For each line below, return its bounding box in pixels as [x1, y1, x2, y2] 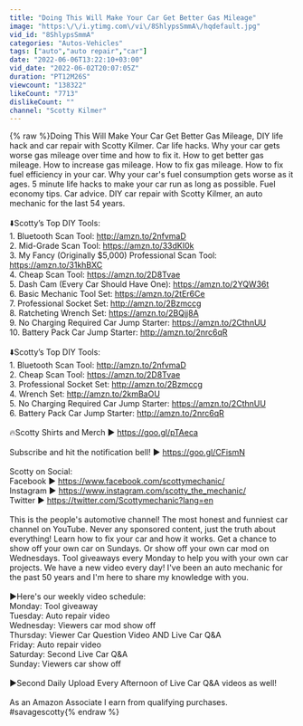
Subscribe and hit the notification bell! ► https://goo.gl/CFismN [9, 447, 246, 458]
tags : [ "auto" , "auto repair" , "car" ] [9, 47, 147, 56]
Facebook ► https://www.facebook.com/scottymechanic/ [9, 476, 225, 487]
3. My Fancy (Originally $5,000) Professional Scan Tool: [9, 250, 217, 261]
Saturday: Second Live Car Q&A [9, 649, 128, 660]
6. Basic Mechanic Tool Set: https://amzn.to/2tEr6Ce [9, 289, 205, 300]
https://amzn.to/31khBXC [9, 260, 103, 271]
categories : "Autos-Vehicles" [9, 38, 124, 48]
